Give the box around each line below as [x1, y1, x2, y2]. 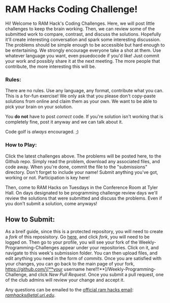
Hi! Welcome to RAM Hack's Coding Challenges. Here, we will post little [5, 20, 155, 26]
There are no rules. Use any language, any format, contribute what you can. [5, 88, 164, 94]
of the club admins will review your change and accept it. [5, 277, 125, 283]
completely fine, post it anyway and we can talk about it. [5, 119, 123, 125]
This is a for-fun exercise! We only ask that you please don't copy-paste [5, 93, 156, 99]
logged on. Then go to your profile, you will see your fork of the [5, 239, 138, 245]
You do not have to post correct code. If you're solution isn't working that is [5, 113, 163, 120]
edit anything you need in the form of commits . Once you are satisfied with [5, 255, 161, 261]
